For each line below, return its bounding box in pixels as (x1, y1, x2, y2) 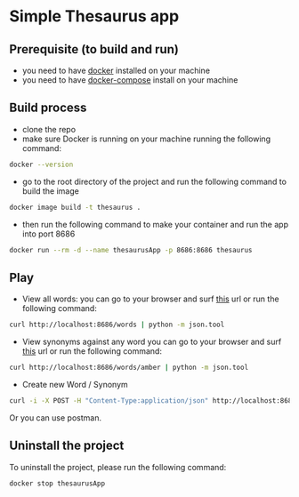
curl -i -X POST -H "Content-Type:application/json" (9, 397, 209, 405)
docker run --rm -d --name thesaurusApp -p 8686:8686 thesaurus (9, 245, 253, 254)
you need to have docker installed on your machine (21, 65, 211, 76)
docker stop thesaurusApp (9, 478, 105, 488)
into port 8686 (21, 228, 76, 239)
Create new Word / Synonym (21, 380, 129, 389)
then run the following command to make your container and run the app (21, 219, 289, 229)
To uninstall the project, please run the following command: (9, 461, 227, 472)
